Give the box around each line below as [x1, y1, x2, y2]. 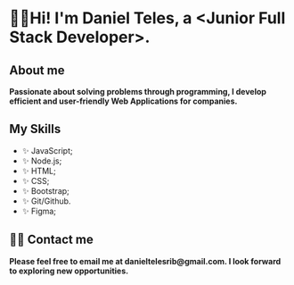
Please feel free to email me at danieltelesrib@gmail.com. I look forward [9, 256, 282, 266]
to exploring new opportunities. [9, 265, 129, 276]
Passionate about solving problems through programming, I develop [9, 87, 267, 96]
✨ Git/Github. [21, 196, 71, 206]
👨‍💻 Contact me [9, 232, 94, 247]
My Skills [9, 122, 61, 137]
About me [9, 63, 65, 78]
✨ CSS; [21, 175, 50, 186]
